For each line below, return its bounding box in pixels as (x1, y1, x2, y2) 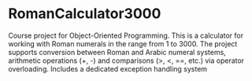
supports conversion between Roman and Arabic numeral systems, (8, 47, 226, 57)
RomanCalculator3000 (8, 5, 161, 23)
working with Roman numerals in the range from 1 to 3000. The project (8, 39, 238, 48)
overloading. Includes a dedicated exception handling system (8, 64, 207, 73)
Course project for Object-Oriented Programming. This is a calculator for (8, 31, 244, 40)
